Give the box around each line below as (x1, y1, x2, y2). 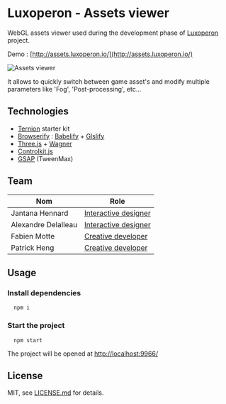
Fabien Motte (11, 231, 55, 241)
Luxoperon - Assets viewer (7, 5, 170, 21)
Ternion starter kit (17, 124, 70, 133)
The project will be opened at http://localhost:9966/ (7, 349, 158, 358)
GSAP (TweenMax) (17, 154, 74, 163)
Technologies (7, 105, 69, 118)
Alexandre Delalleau (11, 219, 78, 229)
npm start (13, 337, 43, 344)
